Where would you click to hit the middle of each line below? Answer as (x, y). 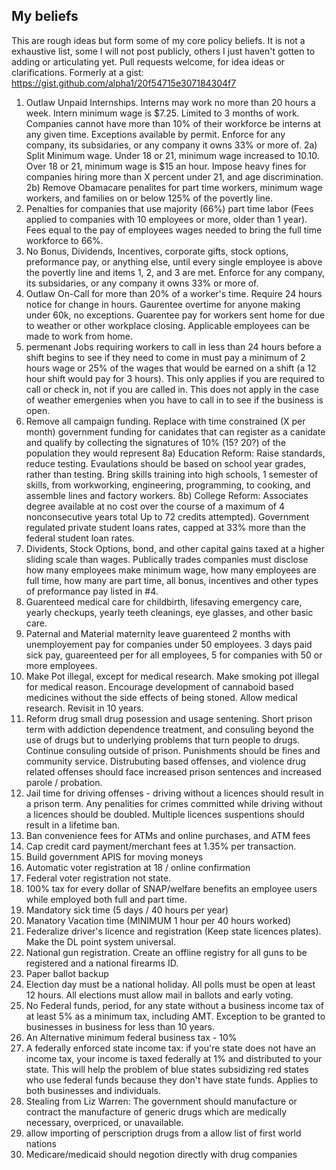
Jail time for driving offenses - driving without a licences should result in (174, 793)
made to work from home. (79, 336)
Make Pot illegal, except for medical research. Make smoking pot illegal (172, 676)
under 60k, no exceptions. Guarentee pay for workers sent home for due (175, 315)
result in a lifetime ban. (73, 825)
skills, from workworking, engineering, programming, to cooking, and (168, 485)
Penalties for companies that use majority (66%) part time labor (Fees (169, 208)
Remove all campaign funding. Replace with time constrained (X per (165, 421)
